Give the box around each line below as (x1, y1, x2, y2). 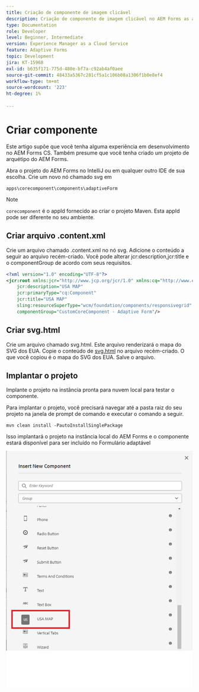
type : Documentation (6, 22, 57, 28)
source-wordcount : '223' (6, 85, 68, 91)
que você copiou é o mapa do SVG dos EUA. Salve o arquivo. (6, 353, 156, 361)
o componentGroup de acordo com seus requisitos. (6, 259, 132, 266)
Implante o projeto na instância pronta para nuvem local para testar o (6, 386, 175, 393)
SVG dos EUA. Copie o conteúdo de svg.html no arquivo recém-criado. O (6, 347, 185, 354)
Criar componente (6, 123, 98, 137)
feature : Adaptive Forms (6, 47, 68, 53)
